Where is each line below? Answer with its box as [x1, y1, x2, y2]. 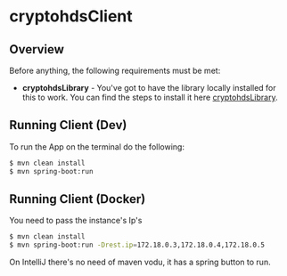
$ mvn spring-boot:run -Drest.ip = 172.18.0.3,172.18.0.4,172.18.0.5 [9, 240, 266, 250]
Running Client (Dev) [9, 118, 127, 133]
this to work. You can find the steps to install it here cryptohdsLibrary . [21, 92, 278, 102]
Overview [9, 42, 65, 57]
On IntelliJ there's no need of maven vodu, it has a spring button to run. [9, 256, 271, 268]
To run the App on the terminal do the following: [9, 141, 185, 152]
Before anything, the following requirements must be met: [9, 65, 221, 76]
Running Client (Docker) [9, 191, 146, 207]
